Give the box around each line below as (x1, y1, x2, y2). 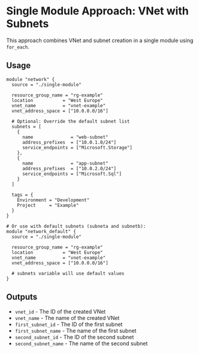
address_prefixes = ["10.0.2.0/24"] (22, 165, 117, 171)
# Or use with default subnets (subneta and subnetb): (6, 223, 146, 229)
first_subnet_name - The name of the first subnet (14, 327, 137, 334)
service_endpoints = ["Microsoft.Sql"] (22, 171, 122, 177)
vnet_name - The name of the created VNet (14, 314, 120, 321)
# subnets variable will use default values (11, 270, 125, 276)
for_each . (6, 43, 30, 50)
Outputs (6, 292, 38, 302)
